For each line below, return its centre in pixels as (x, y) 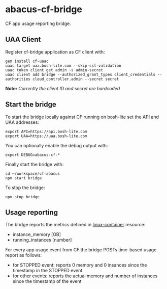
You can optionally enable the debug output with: (57, 145)
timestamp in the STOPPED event (47, 271)
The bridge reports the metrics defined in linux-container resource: (75, 225)
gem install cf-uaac (27, 61)
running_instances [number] (42, 240)
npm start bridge (24, 178)
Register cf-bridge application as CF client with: (55, 51)
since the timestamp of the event (47, 281)
